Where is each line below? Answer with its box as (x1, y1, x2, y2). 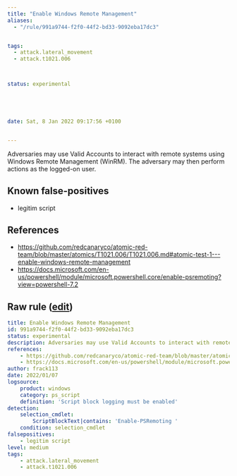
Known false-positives (7, 185, 109, 197)
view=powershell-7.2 (17, 280, 79, 289)
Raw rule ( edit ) (7, 300, 73, 312)
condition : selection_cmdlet (20, 425, 106, 432)
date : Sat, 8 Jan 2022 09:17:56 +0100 (7, 118, 121, 125)
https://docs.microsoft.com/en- (17, 265, 109, 274)
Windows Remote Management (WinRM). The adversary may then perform (7, 157, 225, 166)
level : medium (7, 444, 49, 451)
